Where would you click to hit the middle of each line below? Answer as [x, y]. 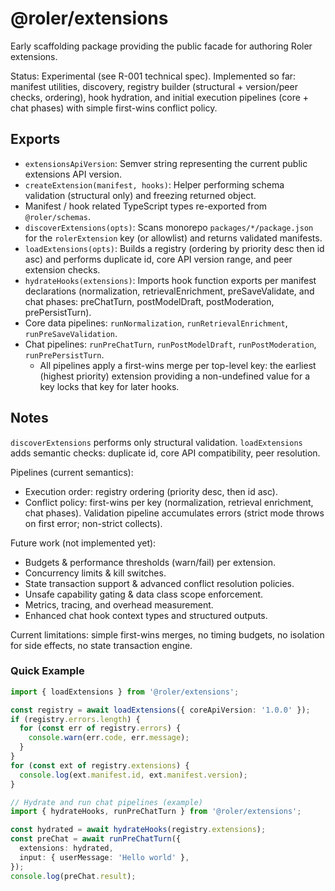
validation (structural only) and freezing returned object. [140, 195]
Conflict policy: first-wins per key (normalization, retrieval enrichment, [169, 502]
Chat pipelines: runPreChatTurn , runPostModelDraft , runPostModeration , [170, 344]
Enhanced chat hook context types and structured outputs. [146, 615]
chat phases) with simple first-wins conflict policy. [114, 108]
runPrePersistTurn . [64, 354]
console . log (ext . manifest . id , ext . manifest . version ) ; [133, 775]
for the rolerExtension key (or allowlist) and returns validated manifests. [173, 238]
